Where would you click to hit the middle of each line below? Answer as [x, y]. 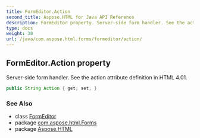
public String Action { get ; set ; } [51, 88]
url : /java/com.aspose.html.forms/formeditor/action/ [74, 39]
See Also [19, 103]
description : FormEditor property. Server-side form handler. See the [96, 23]
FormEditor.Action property [59, 63]
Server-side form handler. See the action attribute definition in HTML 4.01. [97, 77]
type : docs [20, 28]
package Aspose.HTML [44, 129]
